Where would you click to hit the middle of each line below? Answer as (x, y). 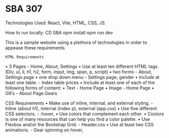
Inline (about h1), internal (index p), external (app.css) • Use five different (81, 108)
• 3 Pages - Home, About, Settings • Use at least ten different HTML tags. (82, 66)
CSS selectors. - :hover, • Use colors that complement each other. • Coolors (84, 114)
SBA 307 (24, 9)
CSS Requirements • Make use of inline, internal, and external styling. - (79, 103)
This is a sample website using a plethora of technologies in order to (76, 42)
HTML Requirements (24, 57)
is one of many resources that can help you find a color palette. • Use (78, 119)
